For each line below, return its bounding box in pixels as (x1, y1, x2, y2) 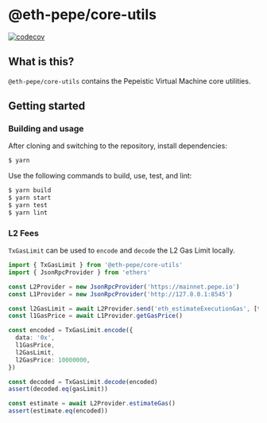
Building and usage (8, 123, 84, 135)
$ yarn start (8, 194, 52, 202)
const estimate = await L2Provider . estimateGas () (8, 400, 176, 408)
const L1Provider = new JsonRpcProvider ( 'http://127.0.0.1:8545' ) (8, 290, 233, 298)
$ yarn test (8, 202, 48, 210)
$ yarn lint (8, 209, 48, 217)
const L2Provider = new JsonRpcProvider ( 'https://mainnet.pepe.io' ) (8, 283, 240, 291)
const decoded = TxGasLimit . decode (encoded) (8, 378, 158, 386)
